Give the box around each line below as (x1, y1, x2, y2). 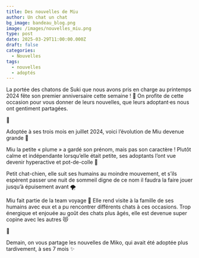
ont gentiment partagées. (6, 105, 68, 112)
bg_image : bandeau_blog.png (6, 20, 76, 26)
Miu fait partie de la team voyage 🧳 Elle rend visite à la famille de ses (6, 197, 174, 204)
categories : (6, 48, 36, 54)
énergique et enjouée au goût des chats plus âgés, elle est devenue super (6, 210, 188, 217)
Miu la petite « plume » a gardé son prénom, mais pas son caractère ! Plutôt (6, 146, 191, 153)
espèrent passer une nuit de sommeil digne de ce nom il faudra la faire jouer (6, 176, 193, 184)
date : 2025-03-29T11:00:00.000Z (6, 36, 86, 42)
